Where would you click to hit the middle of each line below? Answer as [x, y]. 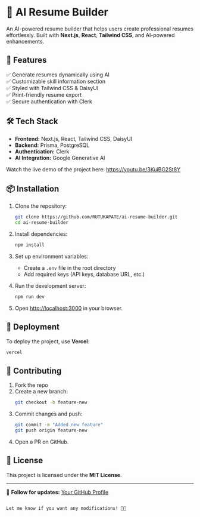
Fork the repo [32, 385]
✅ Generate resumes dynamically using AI [58, 75]
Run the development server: [50, 286]
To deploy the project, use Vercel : [48, 341]
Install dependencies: [41, 234]
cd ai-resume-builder [41, 223]
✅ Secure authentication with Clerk [49, 101]
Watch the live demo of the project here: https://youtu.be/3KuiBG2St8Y [93, 169]
